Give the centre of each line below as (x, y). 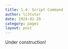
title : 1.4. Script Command (34, 10)
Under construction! (26, 42)
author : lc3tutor (23, 14)
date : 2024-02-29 (23, 19)
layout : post (19, 28)
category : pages (22, 24)
